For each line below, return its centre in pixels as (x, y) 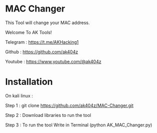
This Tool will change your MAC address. (48, 23)
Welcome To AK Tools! (29, 32)
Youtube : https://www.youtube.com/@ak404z (53, 61)
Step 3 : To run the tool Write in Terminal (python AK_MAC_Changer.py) (79, 125)
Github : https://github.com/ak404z (42, 52)
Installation (29, 82)
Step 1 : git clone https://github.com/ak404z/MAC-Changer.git (69, 105)
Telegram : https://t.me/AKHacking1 (42, 42)
